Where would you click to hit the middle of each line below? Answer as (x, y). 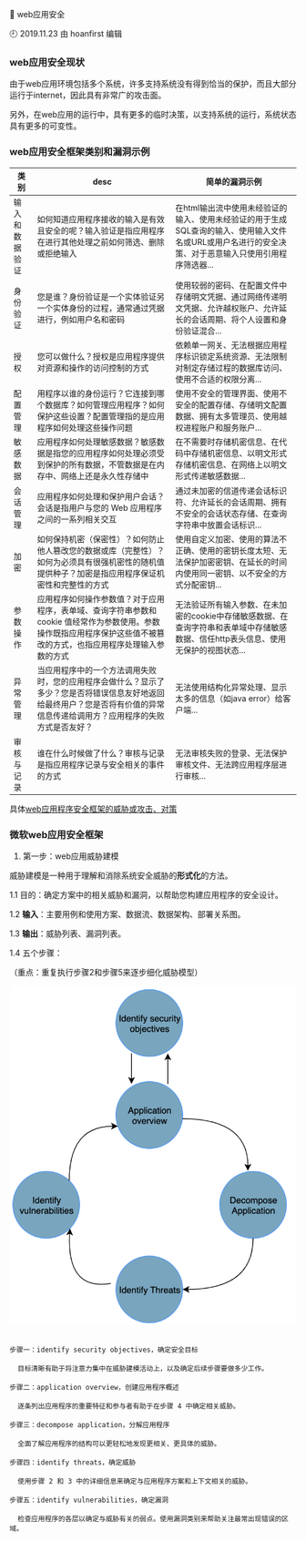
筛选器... (199, 265)
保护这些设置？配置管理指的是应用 (101, 416)
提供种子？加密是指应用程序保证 (97, 573)
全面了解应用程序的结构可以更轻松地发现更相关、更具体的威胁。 (119, 1444)
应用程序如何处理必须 (117, 454)
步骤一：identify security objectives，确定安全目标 (104, 1350)
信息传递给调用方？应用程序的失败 (101, 716)
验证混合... (203, 331)
